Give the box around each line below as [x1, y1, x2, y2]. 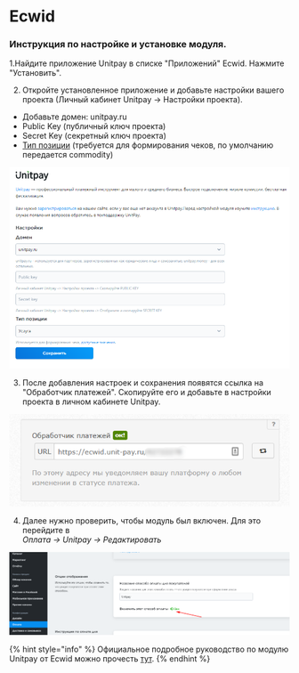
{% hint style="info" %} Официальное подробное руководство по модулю [9, 644, 289, 655]
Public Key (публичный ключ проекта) [21, 121, 166, 132]
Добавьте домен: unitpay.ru [21, 111, 127, 122]
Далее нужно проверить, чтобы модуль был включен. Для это [21, 515, 261, 526]
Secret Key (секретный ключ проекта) [21, 131, 167, 142]
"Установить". [9, 68, 62, 78]
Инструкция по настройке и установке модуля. [9, 38, 227, 51]
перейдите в [21, 525, 70, 536]
